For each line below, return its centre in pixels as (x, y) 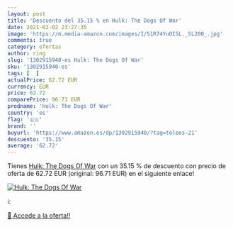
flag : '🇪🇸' (25, 119)
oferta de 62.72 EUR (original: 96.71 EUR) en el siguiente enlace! (101, 174)
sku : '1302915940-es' (39, 67)
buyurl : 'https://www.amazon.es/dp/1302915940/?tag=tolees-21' (103, 133)
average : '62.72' (33, 146)
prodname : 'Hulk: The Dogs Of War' (60, 106)
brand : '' (22, 126)
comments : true (30, 40)
